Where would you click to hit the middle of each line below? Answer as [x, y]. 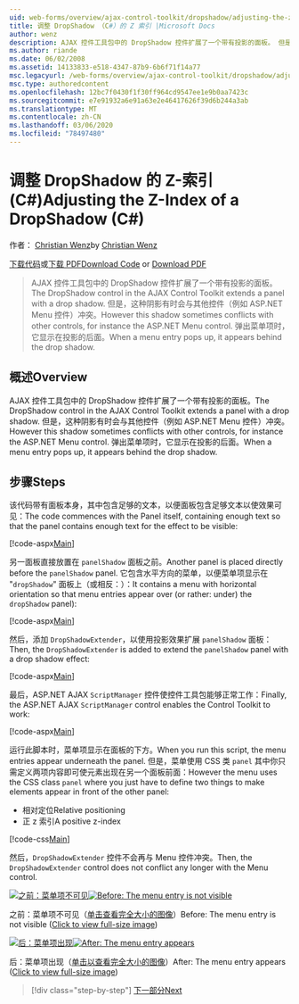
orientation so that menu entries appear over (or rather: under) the [130, 594]
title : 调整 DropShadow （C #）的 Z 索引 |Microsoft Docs [112, 26]
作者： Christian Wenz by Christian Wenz [84, 245]
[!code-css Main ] [40, 839]
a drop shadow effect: [50, 659]
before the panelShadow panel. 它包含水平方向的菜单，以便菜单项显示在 [139, 573]
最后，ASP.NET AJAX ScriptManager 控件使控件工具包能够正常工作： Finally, [148, 695]
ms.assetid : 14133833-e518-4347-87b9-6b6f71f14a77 [105, 68]
